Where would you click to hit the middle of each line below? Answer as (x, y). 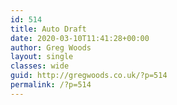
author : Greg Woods (51, 47)
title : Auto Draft (48, 29)
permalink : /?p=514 (51, 85)
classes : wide (40, 66)
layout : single (42, 57)
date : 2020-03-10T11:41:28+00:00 (80, 38)
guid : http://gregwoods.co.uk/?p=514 (89, 76)
